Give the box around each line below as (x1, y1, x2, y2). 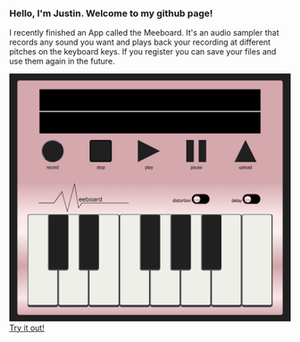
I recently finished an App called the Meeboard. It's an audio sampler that (9, 28, 279, 38)
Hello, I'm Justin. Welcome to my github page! (9, 7, 213, 20)
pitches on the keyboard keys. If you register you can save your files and (9, 46, 277, 57)
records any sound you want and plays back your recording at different (9, 37, 271, 47)
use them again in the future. (9, 56, 116, 67)
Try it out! (9, 322, 45, 333)
